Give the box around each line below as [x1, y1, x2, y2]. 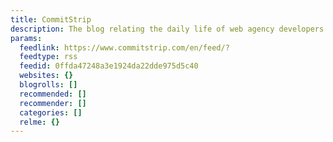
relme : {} [19, 117, 60, 127]
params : [10, 33, 43, 43]
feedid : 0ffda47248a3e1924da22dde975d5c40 [19, 61, 199, 71]
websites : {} [19, 71, 74, 81]
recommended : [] [19, 89, 87, 99]
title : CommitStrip [10, 14, 92, 25]
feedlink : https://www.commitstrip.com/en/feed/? [19, 42, 230, 53]
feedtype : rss [19, 52, 78, 62]
